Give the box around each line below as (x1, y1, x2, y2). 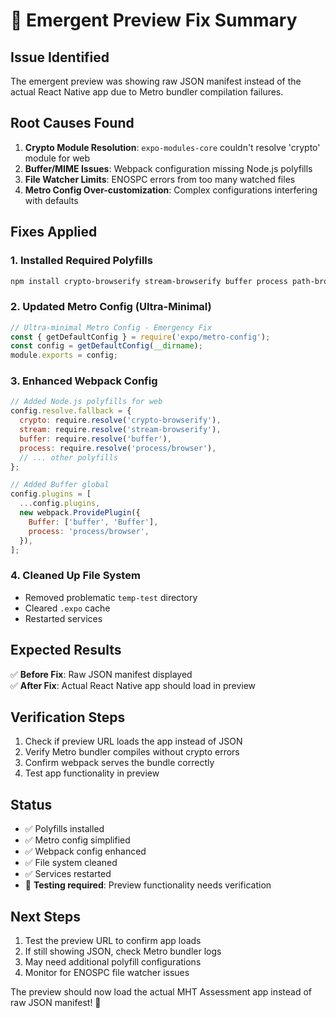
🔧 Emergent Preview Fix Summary (10, 9, 298, 32)
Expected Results (10, 642, 122, 659)
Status (10, 796, 53, 813)
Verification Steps (10, 709, 126, 726)
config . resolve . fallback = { (10, 406, 132, 416)
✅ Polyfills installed (24, 823, 105, 835)
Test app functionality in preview (24, 767, 160, 779)
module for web (24, 152, 91, 164)
